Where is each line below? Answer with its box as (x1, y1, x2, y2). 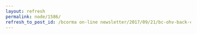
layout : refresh (5, 8, 45, 14)
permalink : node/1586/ (5, 14, 61, 20)
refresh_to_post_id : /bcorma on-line (5, 19, 98, 25)
